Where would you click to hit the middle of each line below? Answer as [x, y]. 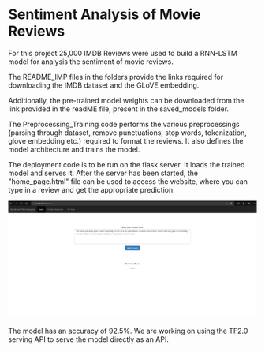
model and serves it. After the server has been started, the [103, 173]
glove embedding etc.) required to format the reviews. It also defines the [126, 140]
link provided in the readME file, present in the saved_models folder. [119, 109]
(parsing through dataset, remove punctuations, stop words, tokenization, [127, 133]
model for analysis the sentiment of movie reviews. [91, 62]
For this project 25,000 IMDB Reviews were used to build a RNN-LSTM [123, 53]
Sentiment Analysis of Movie [105, 15]
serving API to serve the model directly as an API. [89, 339]
